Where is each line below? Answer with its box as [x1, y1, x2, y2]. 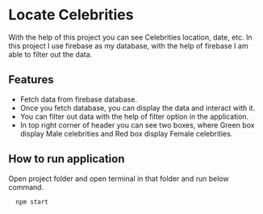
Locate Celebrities [8, 6, 134, 24]
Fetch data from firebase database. [19, 94, 137, 104]
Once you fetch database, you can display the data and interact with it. [19, 103, 256, 112]
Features [8, 73, 54, 86]
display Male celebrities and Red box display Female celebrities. [19, 128, 233, 138]
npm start [15, 198, 48, 206]
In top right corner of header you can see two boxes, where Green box [19, 120, 255, 130]
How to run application [8, 152, 125, 166]
